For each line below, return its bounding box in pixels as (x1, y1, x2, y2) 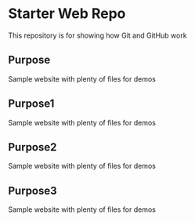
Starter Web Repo (8, 5, 126, 23)
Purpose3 (8, 184, 57, 197)
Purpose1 (8, 97, 55, 111)
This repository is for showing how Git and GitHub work (8, 31, 187, 40)
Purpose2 (8, 140, 57, 154)
